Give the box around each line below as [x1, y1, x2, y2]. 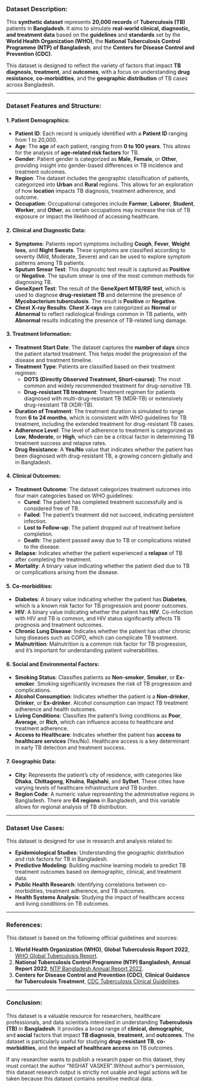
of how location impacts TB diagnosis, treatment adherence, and [14, 187, 176, 195]
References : [6, 921, 43, 929]
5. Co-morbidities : [6, 582, 53, 590]
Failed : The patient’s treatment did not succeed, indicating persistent [23, 511, 194, 518]
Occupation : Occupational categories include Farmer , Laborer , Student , [14, 200, 195, 207]
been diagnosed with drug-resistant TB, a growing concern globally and [14, 452, 193, 459]
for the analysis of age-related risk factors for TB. [14, 149, 139, 156]
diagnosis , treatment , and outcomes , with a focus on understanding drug [6, 68, 190, 76]
